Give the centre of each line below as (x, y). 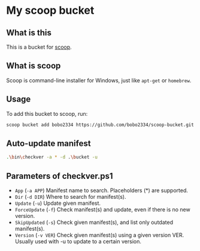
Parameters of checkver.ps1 (60, 176)
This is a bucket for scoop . (39, 47)
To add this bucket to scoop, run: (47, 113)
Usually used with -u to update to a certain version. (78, 241)
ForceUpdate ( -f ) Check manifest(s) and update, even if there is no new (102, 210)
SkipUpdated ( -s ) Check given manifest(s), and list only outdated (94, 222)
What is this (29, 33)
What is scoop (34, 66)
